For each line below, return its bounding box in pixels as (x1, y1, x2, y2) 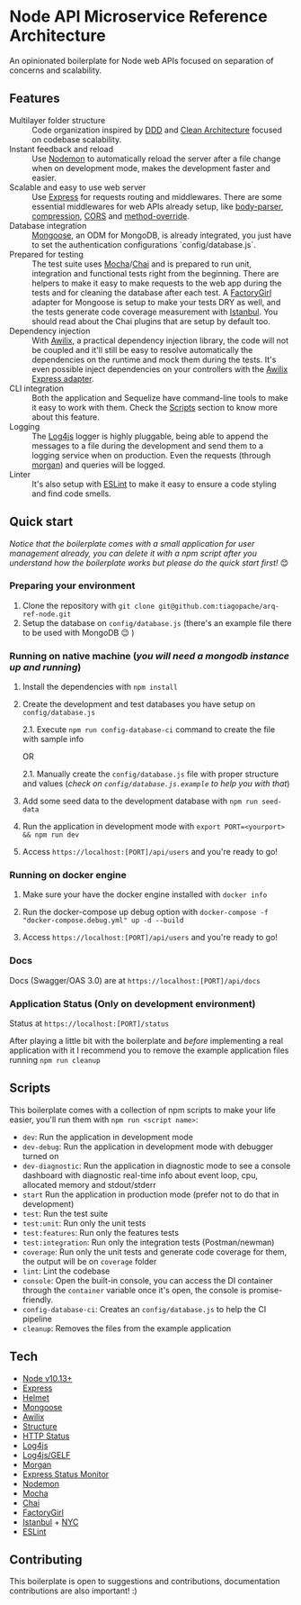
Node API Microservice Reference (9, 6, 268, 27)
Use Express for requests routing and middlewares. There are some (31, 191, 283, 202)
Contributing (9, 1552, 83, 1568)
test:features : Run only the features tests (22, 1227, 180, 1238)
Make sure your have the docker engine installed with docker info (22, 889, 268, 900)
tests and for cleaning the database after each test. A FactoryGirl (31, 286, 272, 298)
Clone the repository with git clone (22, 600, 155, 611)
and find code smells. (31, 488, 112, 499)
